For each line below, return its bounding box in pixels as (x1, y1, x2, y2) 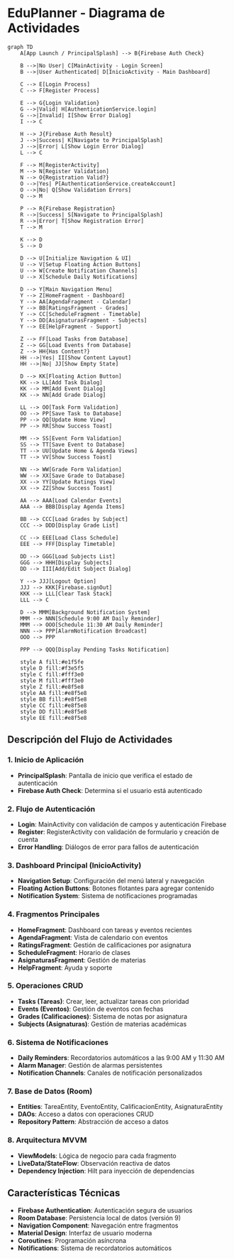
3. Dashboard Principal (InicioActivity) (7, 860, 142, 870)
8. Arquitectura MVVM (7, 1135, 87, 1145)
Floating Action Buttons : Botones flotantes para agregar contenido (17, 884, 215, 892)
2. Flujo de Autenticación (7, 804, 96, 814)
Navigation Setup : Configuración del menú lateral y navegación (17, 877, 204, 885)
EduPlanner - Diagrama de (7, 5, 165, 21)
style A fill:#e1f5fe (20, 658, 84, 665)
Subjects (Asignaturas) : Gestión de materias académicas (17, 1019, 187, 1028)
